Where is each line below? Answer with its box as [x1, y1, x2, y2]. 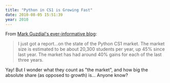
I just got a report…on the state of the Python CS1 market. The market [17, 41, 165, 47]
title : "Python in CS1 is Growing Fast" [5, 7, 93, 13]
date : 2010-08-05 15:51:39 [5, 12, 63, 17]
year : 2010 [5, 17, 29, 22]
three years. [17, 57, 44, 63]
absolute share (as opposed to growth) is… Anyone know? [5, 72, 128, 78]
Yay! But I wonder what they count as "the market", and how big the [5, 67, 148, 73]
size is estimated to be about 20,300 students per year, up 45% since [17, 46, 165, 52]
